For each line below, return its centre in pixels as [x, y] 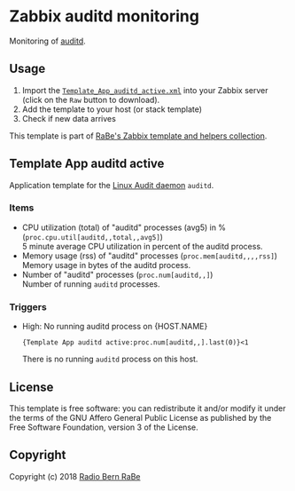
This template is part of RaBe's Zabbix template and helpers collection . [138, 136]
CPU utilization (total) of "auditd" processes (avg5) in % [124, 227]
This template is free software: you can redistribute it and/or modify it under [147, 408]
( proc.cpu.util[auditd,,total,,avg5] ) [93, 236]
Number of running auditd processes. [91, 284]
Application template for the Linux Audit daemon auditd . [112, 185]
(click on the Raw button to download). [91, 99]
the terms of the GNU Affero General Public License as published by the [140, 417]
